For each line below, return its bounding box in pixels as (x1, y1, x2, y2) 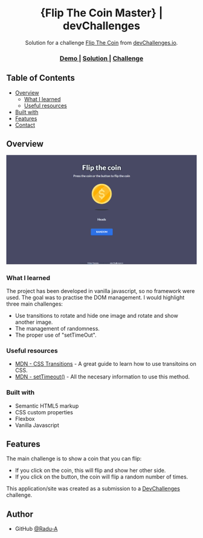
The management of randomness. (14, 325, 100, 332)
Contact (14, 121, 35, 129)
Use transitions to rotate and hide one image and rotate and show (14, 312, 178, 319)
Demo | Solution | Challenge (59, 54, 144, 62)
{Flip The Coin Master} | (40, 6, 163, 20)
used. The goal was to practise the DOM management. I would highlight (6, 294, 185, 301)
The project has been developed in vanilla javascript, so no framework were (6, 287, 195, 294)
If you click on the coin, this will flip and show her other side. (14, 467, 166, 474)
